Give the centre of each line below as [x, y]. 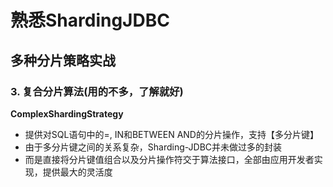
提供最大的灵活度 [77, 172]
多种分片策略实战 [63, 60]
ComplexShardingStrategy [67, 113]
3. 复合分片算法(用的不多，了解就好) [97, 91]
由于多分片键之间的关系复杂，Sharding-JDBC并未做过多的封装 [153, 147]
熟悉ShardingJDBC [90, 20]
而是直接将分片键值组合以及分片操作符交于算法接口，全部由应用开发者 [169, 159]
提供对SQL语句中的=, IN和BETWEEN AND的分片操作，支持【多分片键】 [171, 134]
